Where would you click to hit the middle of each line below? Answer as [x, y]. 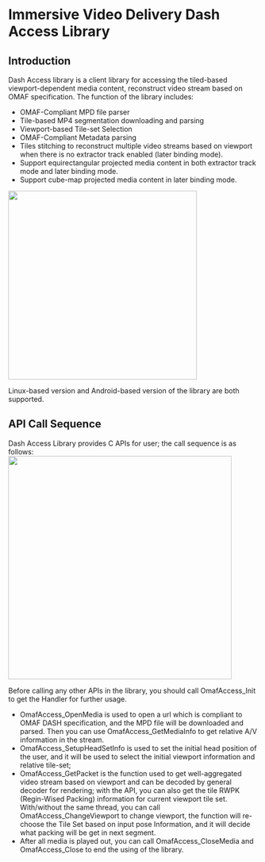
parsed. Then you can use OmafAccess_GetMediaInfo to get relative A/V [138, 731]
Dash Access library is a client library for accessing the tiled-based [118, 80]
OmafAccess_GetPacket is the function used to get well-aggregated [131, 773]
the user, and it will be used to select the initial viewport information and [137, 756]
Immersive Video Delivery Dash [114, 15]
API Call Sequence [55, 424]
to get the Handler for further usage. [67, 699]
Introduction [40, 61]
